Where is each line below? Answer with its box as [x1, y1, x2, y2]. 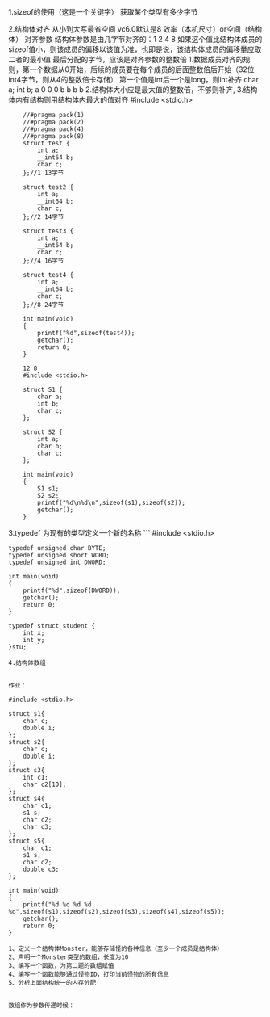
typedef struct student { [8, 622, 95, 630]
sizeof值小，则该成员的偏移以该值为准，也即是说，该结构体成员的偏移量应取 [8, 44, 262, 54]
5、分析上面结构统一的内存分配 [8, 979, 97, 987]
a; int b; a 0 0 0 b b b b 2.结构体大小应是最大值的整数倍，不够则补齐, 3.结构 [8, 85, 258, 95]
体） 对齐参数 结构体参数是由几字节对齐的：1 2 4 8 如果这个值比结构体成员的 [8, 35, 263, 44]
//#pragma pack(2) [23, 118, 85, 126]
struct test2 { [23, 183, 74, 191]
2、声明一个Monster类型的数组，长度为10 [8, 953, 129, 961]
